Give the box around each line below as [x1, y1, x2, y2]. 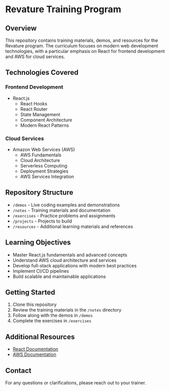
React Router [20, 106, 48, 112]
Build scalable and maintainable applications [12, 273, 106, 280]
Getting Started [5, 288, 55, 296]
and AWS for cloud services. [5, 53, 65, 60]
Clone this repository [12, 301, 57, 308]
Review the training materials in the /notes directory [12, 307, 122, 313]
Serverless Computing [20, 162, 68, 169]
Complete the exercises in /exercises [12, 318, 92, 324]
